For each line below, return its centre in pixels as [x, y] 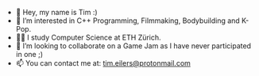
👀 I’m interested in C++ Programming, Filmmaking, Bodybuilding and [128, 21]
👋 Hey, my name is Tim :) [56, 12]
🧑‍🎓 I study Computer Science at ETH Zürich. [88, 37]
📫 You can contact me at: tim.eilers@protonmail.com [103, 63]
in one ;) [29, 54]
